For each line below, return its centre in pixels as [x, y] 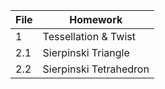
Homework [96, 19]
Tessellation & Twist [89, 36]
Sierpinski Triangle [86, 52]
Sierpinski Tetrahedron [96, 69]
